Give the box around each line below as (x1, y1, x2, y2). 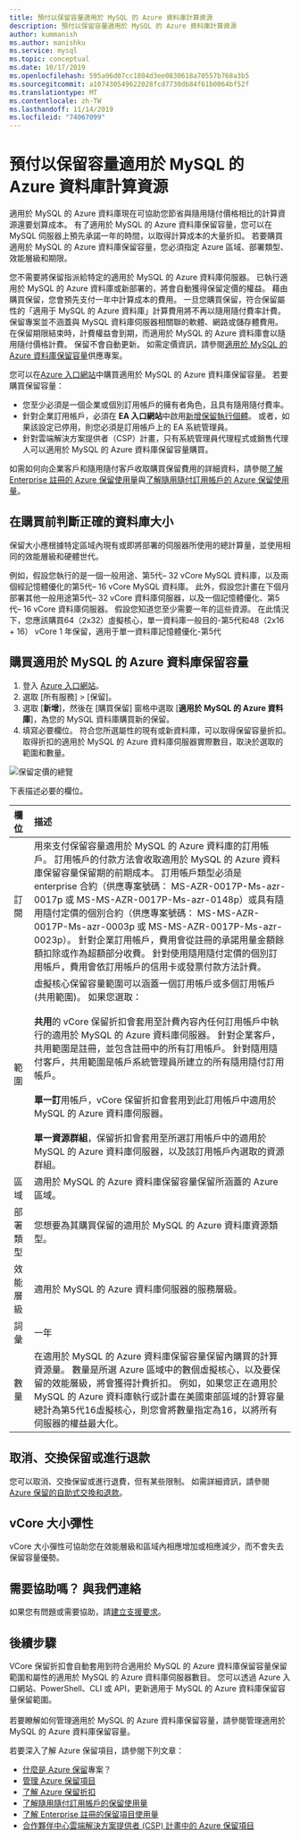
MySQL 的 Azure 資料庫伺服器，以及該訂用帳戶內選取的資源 (34, 1145, 285, 1158)
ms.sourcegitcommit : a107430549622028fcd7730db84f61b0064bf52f (9, 80, 250, 89)
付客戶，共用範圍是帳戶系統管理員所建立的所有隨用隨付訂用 (34, 1056, 285, 1068)
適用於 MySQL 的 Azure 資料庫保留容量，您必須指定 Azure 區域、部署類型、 (9, 242, 288, 252)
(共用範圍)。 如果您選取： (34, 990, 143, 1003)
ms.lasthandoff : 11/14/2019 (9, 105, 114, 114)
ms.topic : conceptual (9, 55, 90, 64)
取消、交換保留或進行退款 (9, 1450, 150, 1466)
